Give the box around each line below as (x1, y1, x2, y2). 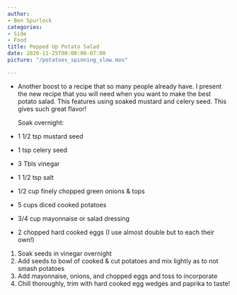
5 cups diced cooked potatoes (17, 200, 107, 209)
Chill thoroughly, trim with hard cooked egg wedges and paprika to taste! (17, 279, 231, 287)
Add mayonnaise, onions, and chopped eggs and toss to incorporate (17, 272, 218, 280)
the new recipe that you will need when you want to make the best (17, 89, 212, 98)
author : (7, 10, 30, 18)
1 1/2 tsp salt (17, 173, 54, 181)
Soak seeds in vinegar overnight (17, 249, 112, 258)
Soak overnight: (17, 118, 64, 127)
